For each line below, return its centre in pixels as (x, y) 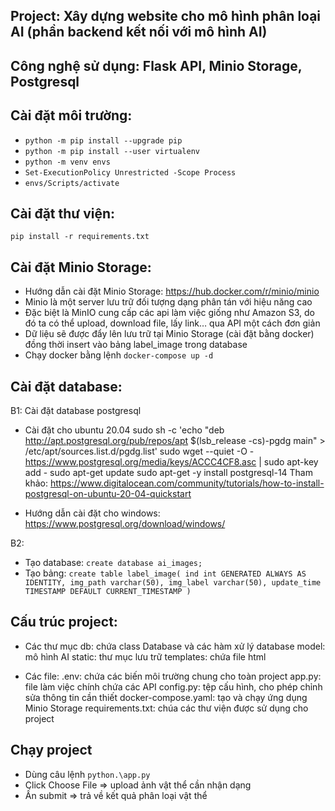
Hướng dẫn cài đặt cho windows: (92, 513)
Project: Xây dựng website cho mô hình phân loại (166, 16)
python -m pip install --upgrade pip (103, 140)
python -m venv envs (67, 162)
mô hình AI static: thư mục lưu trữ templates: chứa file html (145, 656)
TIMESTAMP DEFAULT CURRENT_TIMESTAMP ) (108, 592)
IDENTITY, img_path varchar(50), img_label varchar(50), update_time (173, 583)
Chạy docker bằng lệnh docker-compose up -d (119, 355)
